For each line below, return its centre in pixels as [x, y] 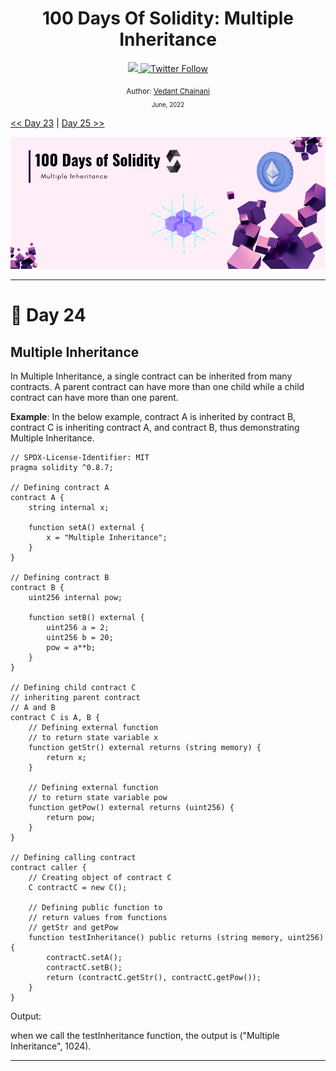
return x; [66, 758]
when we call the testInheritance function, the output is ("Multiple [145, 1036]
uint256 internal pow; [75, 598]
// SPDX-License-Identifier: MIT [80, 458]
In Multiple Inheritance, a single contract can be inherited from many [151, 376]
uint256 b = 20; [80, 638]
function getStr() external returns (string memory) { [145, 748]
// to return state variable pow [98, 798]
